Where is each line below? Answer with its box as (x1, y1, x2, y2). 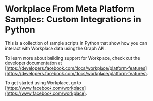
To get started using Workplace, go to (5, 80, 82, 86)
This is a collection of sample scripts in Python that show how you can (5, 40, 147, 46)
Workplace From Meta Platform (5, 3, 135, 15)
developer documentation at (5, 60, 62, 66)
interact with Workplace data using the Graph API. (5, 45, 106, 51)
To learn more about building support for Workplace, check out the (5, 55, 140, 61)
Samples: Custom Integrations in (5, 14, 141, 25)
